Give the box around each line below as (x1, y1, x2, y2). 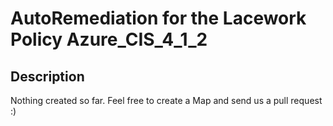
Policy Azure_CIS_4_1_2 (10, 28, 208, 51)
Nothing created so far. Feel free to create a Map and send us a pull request (10, 95, 323, 106)
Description (10, 68, 85, 85)
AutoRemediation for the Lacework (10, 7, 307, 30)
